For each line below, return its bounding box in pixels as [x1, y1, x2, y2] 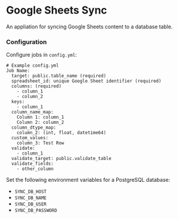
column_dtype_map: [11, 125, 57, 130]
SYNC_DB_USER [14, 201, 47, 207]
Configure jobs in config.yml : [6, 51, 78, 58]
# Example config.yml [6, 63, 59, 68]
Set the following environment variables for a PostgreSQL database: [6, 176, 170, 184]
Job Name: [6, 68, 31, 74]
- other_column [16, 166, 54, 172]
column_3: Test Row [16, 140, 65, 146]
